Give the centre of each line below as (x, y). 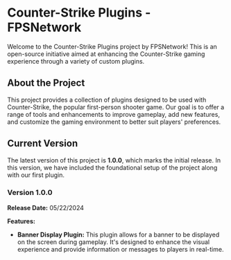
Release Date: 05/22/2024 (46, 207)
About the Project (46, 83)
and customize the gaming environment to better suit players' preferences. (114, 122)
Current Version (43, 143)
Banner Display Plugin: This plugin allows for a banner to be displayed (118, 234)
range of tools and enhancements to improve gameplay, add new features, (114, 114)
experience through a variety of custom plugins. (76, 61)
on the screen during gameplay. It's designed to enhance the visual (113, 242)
